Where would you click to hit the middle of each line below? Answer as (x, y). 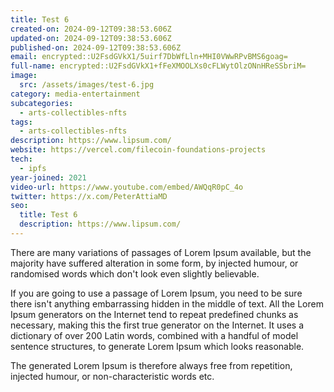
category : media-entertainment (75, 94)
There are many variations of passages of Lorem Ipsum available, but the (161, 252)
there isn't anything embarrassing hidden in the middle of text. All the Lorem (167, 303)
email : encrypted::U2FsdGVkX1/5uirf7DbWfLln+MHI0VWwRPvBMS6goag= (149, 57)
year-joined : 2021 (48, 177)
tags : (21, 122)
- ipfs (33, 168)
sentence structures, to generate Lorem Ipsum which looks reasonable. (157, 346)
